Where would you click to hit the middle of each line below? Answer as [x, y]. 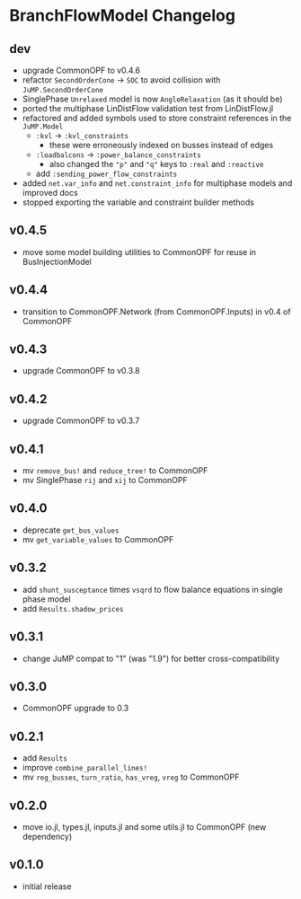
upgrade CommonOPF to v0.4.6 [81, 70]
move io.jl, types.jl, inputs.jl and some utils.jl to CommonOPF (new [144, 826]
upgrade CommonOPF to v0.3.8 [81, 371]
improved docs [50, 193]
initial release [47, 886]
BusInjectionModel [57, 261]
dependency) [47, 836]
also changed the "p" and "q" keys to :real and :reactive [156, 164]
